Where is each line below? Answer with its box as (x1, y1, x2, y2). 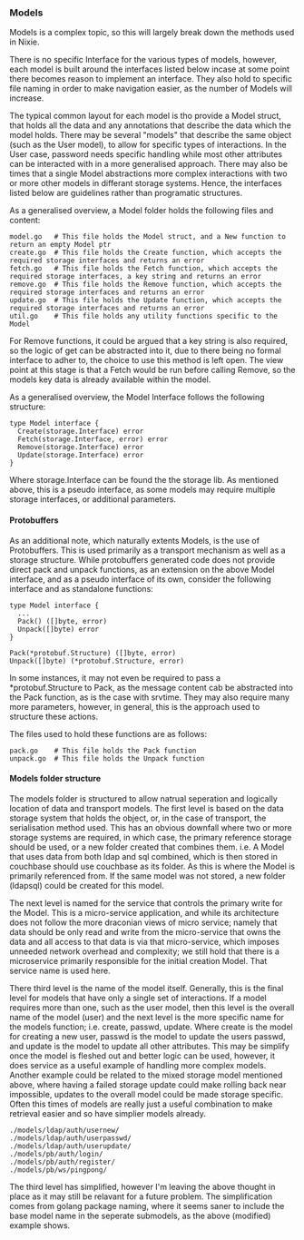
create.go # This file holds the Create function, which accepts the (9, 248, 282, 258)
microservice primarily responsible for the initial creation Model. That (9, 955, 268, 966)
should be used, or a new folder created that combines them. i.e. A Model (9, 841, 285, 852)
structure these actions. (9, 711, 98, 722)
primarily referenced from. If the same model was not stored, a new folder (9, 870, 286, 881)
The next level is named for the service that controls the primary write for (9, 897, 283, 909)
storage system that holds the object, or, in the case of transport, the (9, 812, 267, 823)
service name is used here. (9, 965, 111, 976)
